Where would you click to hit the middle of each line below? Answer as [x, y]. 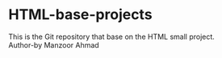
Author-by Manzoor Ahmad [54, 44]
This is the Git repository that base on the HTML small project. [112, 37]
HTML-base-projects [80, 15]
